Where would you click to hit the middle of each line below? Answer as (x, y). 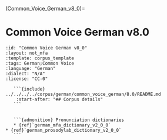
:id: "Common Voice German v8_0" (46, 48)
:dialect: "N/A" (25, 74)
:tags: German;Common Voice (40, 63)
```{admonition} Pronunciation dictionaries (69, 120)
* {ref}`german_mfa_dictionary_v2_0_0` (62, 125)
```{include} (29, 89)
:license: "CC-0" (27, 79)
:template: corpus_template (40, 58)
